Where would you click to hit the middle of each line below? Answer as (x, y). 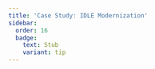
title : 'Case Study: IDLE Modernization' (78, 15)
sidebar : (23, 23)
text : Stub (41, 45)
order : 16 (32, 30)
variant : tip (44, 52)
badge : (26, 38)
